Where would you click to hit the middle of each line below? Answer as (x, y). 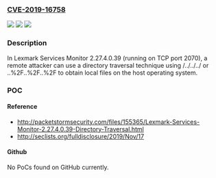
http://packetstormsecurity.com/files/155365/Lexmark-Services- (108, 122)
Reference (22, 107)
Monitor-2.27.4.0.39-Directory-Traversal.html (80, 129)
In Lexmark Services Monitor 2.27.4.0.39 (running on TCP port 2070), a (107, 58)
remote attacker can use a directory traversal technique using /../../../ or (108, 65)
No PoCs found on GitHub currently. (58, 167)
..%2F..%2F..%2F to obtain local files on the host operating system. (102, 73)
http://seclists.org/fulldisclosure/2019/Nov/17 (81, 136)
